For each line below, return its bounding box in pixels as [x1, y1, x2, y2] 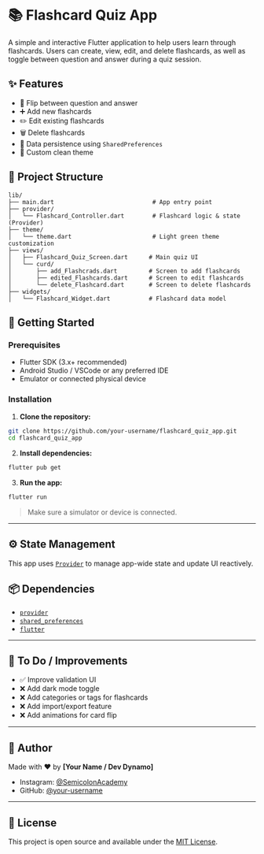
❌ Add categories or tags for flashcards [19, 692, 148, 702]
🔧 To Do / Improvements [8, 655, 128, 668]
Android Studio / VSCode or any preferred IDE [19, 366, 169, 375]
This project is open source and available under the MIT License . [8, 837, 218, 847]
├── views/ [8, 246, 44, 254]
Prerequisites [8, 340, 60, 351]
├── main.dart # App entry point [8, 198, 213, 206]
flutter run [8, 493, 47, 501]
